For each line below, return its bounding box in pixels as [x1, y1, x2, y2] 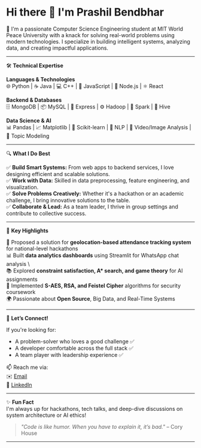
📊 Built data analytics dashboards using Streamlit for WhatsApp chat [6, 252, 179, 259]
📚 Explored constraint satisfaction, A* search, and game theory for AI [6, 267, 183, 274]
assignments [6, 276, 38, 283]
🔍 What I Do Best [6, 150, 51, 157]
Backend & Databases [6, 96, 62, 104]
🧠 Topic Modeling [6, 132, 50, 140]
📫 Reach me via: [6, 364, 48, 371]
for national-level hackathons [6, 245, 78, 252]
